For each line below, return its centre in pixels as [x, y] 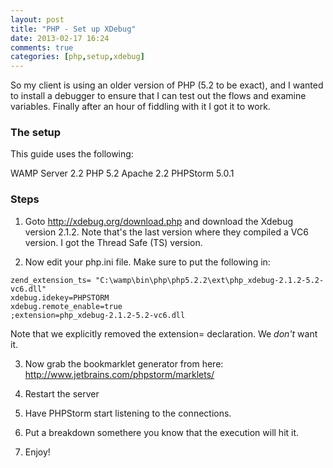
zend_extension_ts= [51, 280]
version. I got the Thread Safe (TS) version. [113, 242]
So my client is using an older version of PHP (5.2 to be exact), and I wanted [167, 85]
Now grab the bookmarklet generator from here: [124, 363]
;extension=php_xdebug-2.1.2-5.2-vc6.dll [98, 315]
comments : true [42, 47]
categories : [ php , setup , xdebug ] [77, 57]
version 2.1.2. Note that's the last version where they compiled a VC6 [166, 232]
